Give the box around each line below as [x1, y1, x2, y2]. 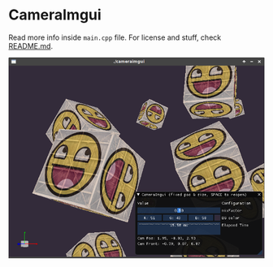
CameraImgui [8, 6, 102, 24]
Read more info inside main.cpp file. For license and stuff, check [8, 32, 222, 42]
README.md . [8, 41, 54, 50]
